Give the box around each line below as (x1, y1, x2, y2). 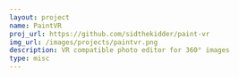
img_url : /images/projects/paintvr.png (9, 37, 158, 47)
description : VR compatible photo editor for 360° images (9, 46, 230, 55)
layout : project (9, 12, 70, 22)
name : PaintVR (9, 21, 63, 30)
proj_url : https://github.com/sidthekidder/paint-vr (9, 29, 210, 38)
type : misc (9, 54, 50, 63)
